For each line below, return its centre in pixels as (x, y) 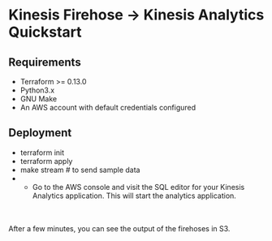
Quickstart (45, 32)
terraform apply (46, 161)
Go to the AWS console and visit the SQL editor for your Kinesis (138, 187)
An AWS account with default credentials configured (108, 108)
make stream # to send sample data (80, 170)
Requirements (45, 62)
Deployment (40, 133)
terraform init (42, 153)
